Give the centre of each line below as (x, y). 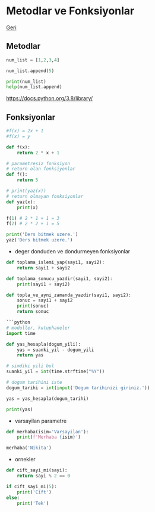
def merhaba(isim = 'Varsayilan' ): (48, 432)
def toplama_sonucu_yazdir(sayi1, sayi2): (59, 278)
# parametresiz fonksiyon (38, 163)
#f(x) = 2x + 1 (25, 131)
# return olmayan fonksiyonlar (45, 196)
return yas (30, 355)
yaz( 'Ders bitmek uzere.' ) (39, 240)
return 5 (28, 180)
